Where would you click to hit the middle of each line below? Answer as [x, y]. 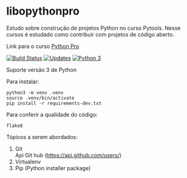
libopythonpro [43, 11]
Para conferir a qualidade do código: [52, 114]
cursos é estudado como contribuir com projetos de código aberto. [90, 34]
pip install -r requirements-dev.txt [54, 103]
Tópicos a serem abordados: [42, 137]
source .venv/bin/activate [40, 98]
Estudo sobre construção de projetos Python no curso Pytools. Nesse [93, 28]
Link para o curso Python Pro [43, 46]
